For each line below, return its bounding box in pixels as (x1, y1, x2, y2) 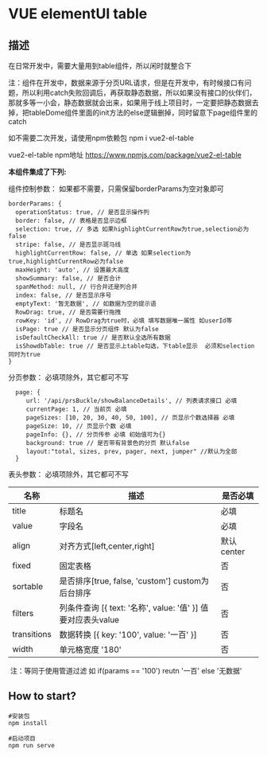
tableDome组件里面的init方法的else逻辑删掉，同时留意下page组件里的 (29, 108, 258, 117)
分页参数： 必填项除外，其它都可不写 (8, 373, 129, 382)
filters (12, 608, 34, 618)
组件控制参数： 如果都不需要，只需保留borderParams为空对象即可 (8, 184, 224, 193)
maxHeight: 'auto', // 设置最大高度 (15, 266, 130, 274)
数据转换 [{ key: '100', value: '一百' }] (59, 630, 197, 640)
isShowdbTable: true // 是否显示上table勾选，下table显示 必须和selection (15, 342, 255, 350)
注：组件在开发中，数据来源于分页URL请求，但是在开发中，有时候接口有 (8, 78, 245, 88)
